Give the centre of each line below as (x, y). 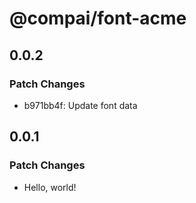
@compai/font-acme (98, 18)
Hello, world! (50, 187)
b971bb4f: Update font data (80, 105)
